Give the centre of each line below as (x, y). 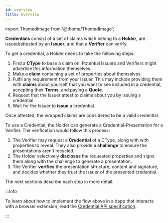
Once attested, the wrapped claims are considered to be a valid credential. (82, 115)
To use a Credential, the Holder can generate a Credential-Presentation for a (84, 125)
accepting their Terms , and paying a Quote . (58, 89)
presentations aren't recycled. (43, 150)
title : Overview (22, 14)
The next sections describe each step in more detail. (59, 181)
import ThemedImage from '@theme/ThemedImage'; (60, 28)
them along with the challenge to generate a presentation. (72, 161)
